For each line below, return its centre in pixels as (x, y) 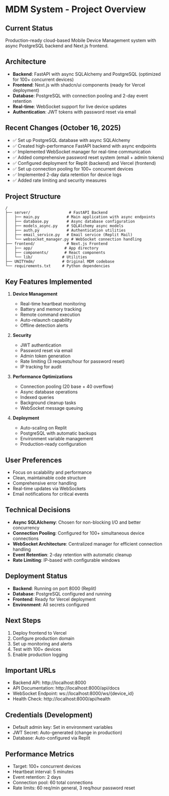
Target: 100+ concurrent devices (47, 766)
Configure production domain (43, 638)
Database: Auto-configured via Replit (51, 738)
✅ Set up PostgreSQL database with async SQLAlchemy (71, 140)
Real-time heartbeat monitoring (53, 304)
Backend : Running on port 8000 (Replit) (54, 588)
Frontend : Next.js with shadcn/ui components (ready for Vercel (79, 84)
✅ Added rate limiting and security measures (59, 180)
